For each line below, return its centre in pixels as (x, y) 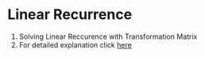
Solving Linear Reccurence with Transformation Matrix (108, 36)
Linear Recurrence (70, 15)
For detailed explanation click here (75, 44)
